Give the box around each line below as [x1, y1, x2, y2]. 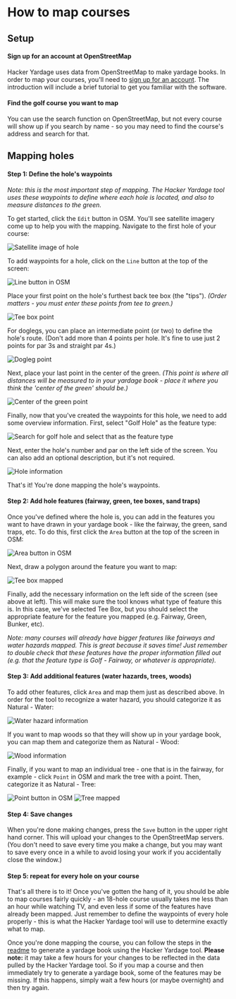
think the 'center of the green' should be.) [7, 383, 128, 392]
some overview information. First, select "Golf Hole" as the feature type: [7, 418, 217, 427]
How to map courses [7, 4, 130, 20]
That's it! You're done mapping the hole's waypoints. [7, 481, 161, 489]
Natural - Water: [7, 702, 54, 711]
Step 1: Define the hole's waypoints [7, 169, 113, 178]
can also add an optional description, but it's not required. [7, 453, 175, 462]
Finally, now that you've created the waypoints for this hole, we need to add [7, 411, 228, 419]
